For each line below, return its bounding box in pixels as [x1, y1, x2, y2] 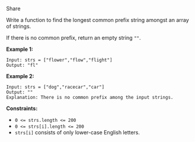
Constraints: [6, 105, 38, 112]
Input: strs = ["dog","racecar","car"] [6, 84, 105, 90]
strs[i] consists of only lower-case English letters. [14, 129, 140, 135]
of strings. [6, 23, 31, 30]
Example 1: [6, 46, 34, 53]
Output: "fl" [6, 62, 39, 68]
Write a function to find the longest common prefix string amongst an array [6, 17, 190, 23]
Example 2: [6, 73, 34, 79]
